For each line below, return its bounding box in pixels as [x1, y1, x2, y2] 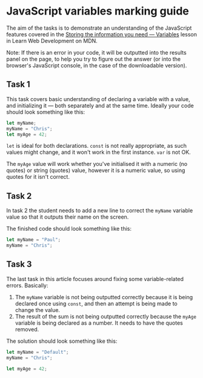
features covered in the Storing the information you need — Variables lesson [6, 30, 198, 38]
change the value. [15, 306, 61, 313]
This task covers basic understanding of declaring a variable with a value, [6, 95, 191, 102]
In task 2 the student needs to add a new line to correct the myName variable [6, 207, 193, 214]
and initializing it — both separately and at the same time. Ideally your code [6, 102, 194, 109]
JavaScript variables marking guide [6, 4, 190, 18]
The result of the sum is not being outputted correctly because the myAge [15, 313, 197, 320]
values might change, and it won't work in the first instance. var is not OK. [6, 148, 191, 156]
